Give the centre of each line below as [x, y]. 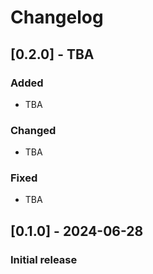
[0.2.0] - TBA [52, 54]
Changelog [57, 17]
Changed [33, 130]
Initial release [44, 259]
